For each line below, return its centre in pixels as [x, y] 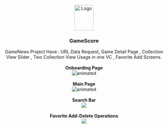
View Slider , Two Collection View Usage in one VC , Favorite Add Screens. [84, 57]
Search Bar [84, 100]
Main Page [84, 84]
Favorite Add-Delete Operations [84, 116]
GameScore [84, 40]
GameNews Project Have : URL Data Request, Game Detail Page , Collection [84, 52]
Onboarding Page [84, 68]
